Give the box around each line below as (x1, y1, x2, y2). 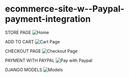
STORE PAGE (5, 29, 32, 35)
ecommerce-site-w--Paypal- (5, 3, 125, 14)
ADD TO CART (5, 38, 34, 44)
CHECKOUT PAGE (5, 48, 41, 54)
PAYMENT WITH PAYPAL (5, 57, 55, 63)
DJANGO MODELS (5, 66, 42, 73)
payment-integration (5, 13, 91, 25)
